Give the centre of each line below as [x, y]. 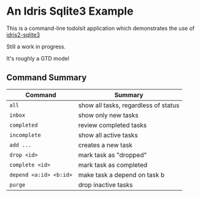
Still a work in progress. [36, 46]
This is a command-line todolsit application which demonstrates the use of [100, 28]
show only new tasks [108, 115]
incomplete [25, 135]
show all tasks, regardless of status [129, 105]
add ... [21, 145]
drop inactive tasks [105, 185]
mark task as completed [113, 165]
